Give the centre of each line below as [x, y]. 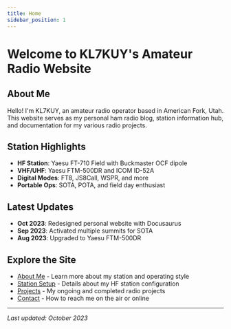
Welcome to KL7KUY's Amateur [100, 54]
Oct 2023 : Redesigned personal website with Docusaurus [99, 224]
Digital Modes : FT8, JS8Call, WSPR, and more [83, 178]
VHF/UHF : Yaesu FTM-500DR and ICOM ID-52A [86, 171]
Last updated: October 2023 [47, 318]
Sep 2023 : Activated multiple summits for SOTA [85, 231]
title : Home [24, 13]
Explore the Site [42, 260]
